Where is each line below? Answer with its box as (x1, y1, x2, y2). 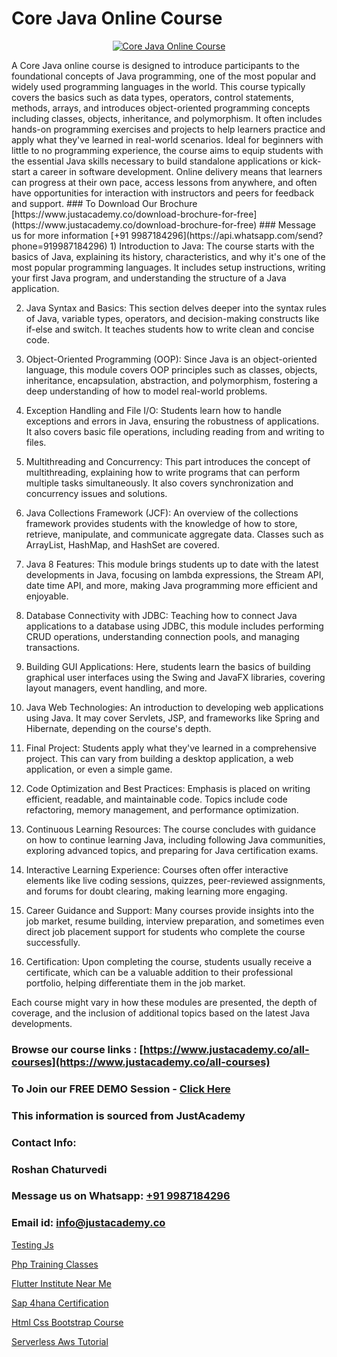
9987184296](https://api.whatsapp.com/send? (130, 229, 324, 241)
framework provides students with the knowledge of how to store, (25, 517, 298, 529)
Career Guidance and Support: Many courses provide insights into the (25, 904, 315, 916)
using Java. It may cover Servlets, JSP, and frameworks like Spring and (25, 712, 320, 724)
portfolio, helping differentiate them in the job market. (25, 977, 246, 989)
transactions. (25, 641, 81, 653)
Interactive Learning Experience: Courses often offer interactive (25, 863, 289, 876)
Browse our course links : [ (11, 1042, 144, 1056)
